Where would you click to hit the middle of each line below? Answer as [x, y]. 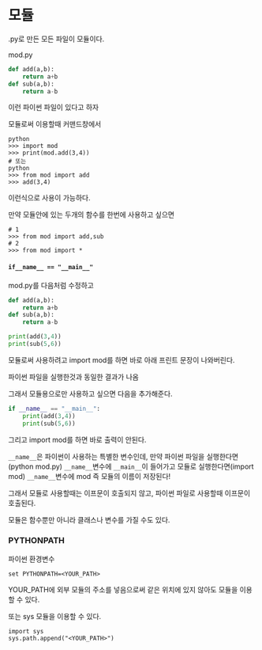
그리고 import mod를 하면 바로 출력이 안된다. [77, 439]
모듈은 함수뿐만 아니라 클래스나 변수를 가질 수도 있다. [89, 519]
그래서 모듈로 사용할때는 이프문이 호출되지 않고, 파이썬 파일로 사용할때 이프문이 [129, 493]
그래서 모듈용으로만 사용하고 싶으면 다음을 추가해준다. [90, 393]
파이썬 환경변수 [32, 559]
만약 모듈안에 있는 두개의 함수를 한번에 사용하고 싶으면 [92, 215]
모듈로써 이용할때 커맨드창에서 [55, 124]
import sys [26, 631]
